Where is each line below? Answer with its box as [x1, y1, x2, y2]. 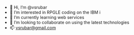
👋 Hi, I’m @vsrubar [9, 5, 48, 10]
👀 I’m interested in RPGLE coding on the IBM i [9, 9, 101, 15]
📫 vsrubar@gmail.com [9, 25, 56, 30]
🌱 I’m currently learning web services [9, 15, 84, 20]
